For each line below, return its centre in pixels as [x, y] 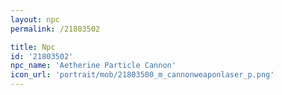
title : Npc [33, 47]
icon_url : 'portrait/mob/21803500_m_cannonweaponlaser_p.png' [142, 75]
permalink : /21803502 [55, 29]
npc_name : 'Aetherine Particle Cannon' [93, 66]
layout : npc [35, 19]
